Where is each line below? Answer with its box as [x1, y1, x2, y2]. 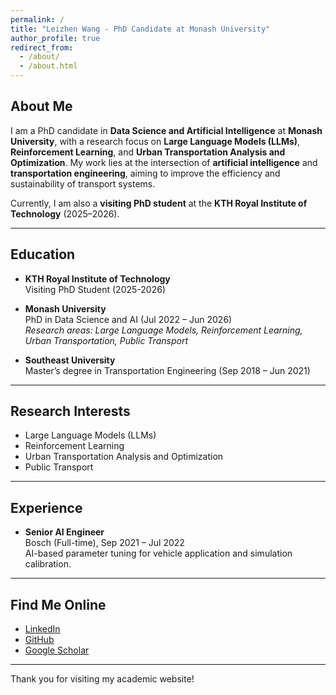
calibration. [24, 558, 72, 570]
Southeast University [24, 354, 116, 366]
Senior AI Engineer [24, 526, 105, 538]
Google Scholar [24, 644, 90, 656]
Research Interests [10, 403, 131, 420]
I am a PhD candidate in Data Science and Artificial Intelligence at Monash [10, 124, 323, 136]
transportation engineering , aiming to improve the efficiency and [10, 167, 281, 179]
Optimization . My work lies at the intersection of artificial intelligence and [10, 156, 318, 168]
